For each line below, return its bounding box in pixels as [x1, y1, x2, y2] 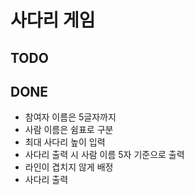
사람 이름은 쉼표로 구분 [24, 124, 114, 136]
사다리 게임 [10, 9, 96, 32]
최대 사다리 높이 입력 [24, 136, 106, 148]
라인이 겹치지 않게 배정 [24, 161, 114, 173]
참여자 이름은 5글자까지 [24, 111, 117, 123]
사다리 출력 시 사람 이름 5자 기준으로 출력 [24, 149, 185, 161]
